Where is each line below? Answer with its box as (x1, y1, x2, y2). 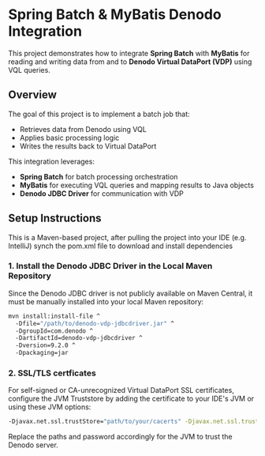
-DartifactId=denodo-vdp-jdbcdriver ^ (15, 334, 144, 342)
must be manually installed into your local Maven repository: (8, 296, 203, 306)
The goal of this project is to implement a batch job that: (8, 109, 191, 119)
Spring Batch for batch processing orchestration (19, 171, 178, 181)
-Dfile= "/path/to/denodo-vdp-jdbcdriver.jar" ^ (15, 319, 175, 327)
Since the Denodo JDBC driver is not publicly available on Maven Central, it (8, 288, 253, 298)
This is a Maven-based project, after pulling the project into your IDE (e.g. (8, 232, 247, 242)
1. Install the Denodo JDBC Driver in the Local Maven (8, 261, 213, 272)
